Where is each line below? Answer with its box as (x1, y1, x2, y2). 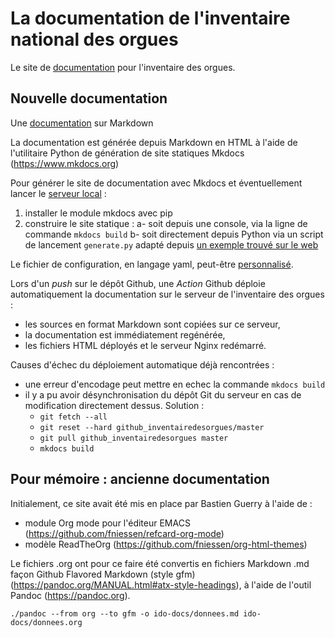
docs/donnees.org (10, 617, 83, 627)
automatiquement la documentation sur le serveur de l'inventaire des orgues (10, 288, 325, 300)
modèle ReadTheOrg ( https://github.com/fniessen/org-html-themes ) (24, 538, 308, 550)
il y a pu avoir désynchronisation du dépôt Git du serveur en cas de (24, 388, 302, 401)
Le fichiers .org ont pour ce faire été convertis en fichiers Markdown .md (10, 557, 310, 569)
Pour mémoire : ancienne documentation (10, 471, 270, 488)
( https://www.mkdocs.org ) (10, 157, 120, 169)
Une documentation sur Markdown (10, 117, 154, 129)
